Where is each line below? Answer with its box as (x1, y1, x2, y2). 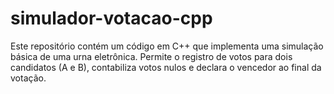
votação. (10, 72, 47, 84)
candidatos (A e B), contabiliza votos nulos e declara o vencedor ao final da (10, 61, 322, 73)
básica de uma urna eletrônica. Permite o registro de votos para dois (10, 50, 293, 62)
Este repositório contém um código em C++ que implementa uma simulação (10, 40, 324, 52)
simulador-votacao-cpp (10, 7, 213, 30)
